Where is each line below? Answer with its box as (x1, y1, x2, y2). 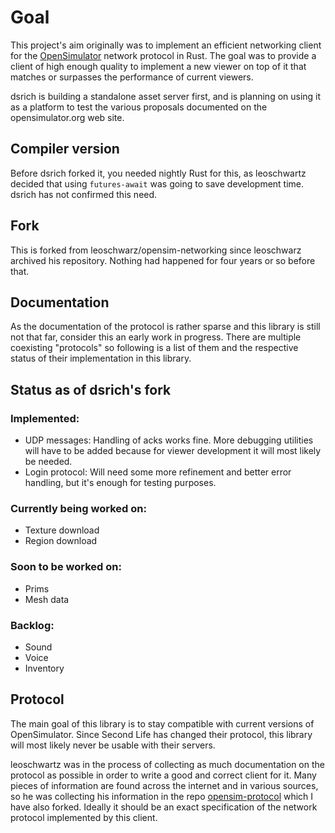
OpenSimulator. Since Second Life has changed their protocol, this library (10, 728, 313, 740)
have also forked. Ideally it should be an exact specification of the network (10, 801, 318, 813)
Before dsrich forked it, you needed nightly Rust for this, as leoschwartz (10, 167, 307, 179)
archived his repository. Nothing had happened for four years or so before (10, 254, 316, 266)
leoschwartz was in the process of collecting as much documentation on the (10, 758, 325, 770)
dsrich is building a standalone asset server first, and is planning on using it (10, 90, 322, 102)
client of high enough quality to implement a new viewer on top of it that (10, 60, 307, 72)
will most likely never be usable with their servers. (10, 739, 216, 751)
